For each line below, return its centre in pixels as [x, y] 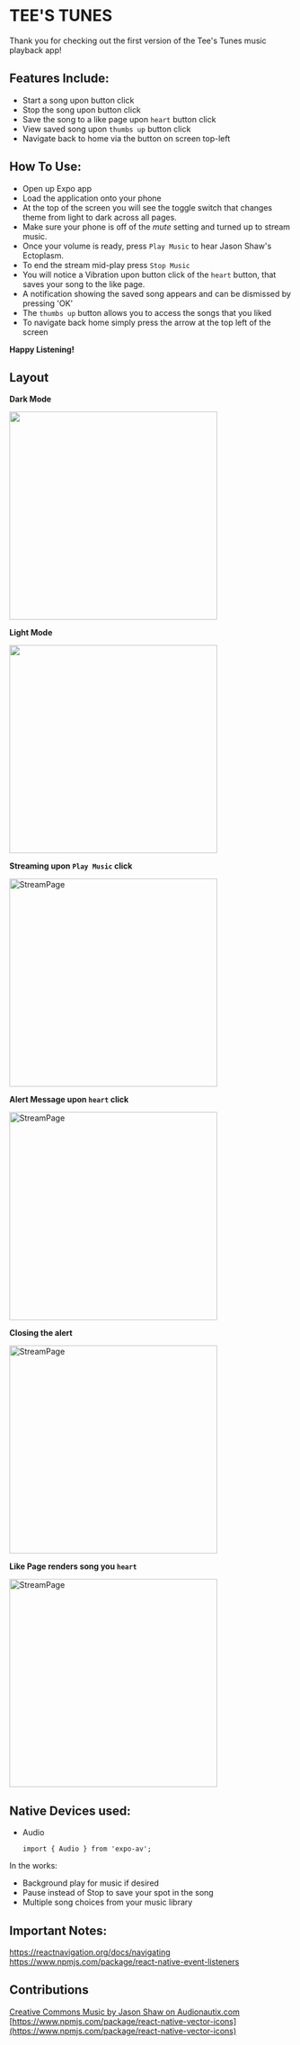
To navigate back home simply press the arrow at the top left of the [146, 322]
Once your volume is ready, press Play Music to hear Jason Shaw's [147, 246]
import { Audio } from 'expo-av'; [87, 1849]
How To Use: [45, 167]
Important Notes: [58, 1930]
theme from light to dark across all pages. [99, 217]
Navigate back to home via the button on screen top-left [126, 138]
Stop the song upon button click [82, 110]
